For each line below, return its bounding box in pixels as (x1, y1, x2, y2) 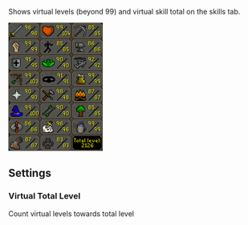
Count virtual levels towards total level (8, 208, 135, 219)
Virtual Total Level (8, 191, 81, 202)
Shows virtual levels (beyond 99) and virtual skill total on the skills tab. (8, 7, 241, 16)
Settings (8, 167, 52, 180)
